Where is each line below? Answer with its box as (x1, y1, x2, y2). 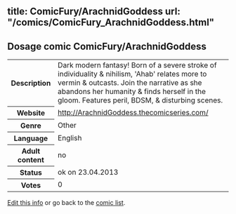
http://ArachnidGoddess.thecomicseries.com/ (57, 107, 209, 117)
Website (16, 108, 46, 118)
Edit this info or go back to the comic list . (7, 198, 126, 206)
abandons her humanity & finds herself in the (57, 87, 206, 97)
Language (13, 133, 48, 143)
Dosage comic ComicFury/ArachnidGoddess (7, 40, 207, 52)
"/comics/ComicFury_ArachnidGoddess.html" (7, 17, 215, 29)
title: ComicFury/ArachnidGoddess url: (7, 6, 181, 18)
